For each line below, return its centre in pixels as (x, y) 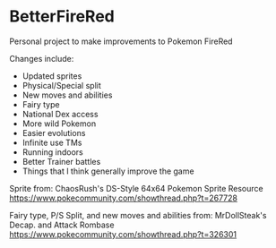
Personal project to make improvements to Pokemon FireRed (121, 41)
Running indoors (52, 152)
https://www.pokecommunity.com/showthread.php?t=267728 (123, 198)
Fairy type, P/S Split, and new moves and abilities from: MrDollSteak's (138, 215)
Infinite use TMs (52, 142)
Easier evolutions (54, 133)
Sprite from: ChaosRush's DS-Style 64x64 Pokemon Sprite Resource (136, 188)
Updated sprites (52, 76)
